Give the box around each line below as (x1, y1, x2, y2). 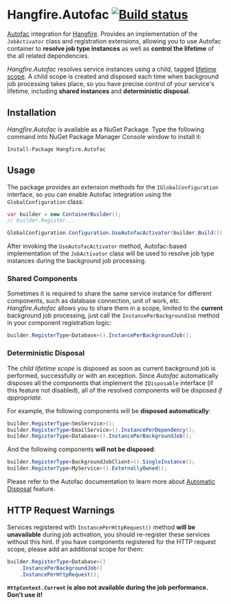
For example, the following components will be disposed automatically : (7, 406, 211, 415)
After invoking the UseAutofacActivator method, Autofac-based (7, 242, 187, 251)
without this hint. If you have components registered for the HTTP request (7, 537, 217, 545)
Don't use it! (7, 591, 43, 599)
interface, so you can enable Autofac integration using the (7, 190, 172, 198)
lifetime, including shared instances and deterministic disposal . (7, 87, 190, 95)
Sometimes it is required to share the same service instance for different (7, 289, 212, 298)
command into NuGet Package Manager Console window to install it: (7, 132, 202, 140)
